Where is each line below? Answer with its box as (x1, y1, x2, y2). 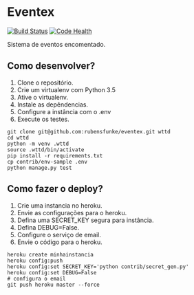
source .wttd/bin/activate (7, 146, 85, 153)
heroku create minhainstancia (7, 251, 94, 258)
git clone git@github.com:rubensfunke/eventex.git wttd (7, 128, 171, 135)
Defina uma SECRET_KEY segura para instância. (17, 216, 154, 224)
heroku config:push (7, 257, 63, 264)
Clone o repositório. (17, 78, 74, 87)
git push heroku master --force (7, 281, 100, 288)
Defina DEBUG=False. (17, 223, 80, 231)
